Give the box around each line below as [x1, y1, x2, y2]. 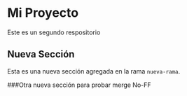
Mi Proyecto [7, 5, 79, 21]
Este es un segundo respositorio [7, 28, 101, 36]
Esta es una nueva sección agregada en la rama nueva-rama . [7, 67, 181, 75]
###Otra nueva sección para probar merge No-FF [7, 81, 152, 89]
